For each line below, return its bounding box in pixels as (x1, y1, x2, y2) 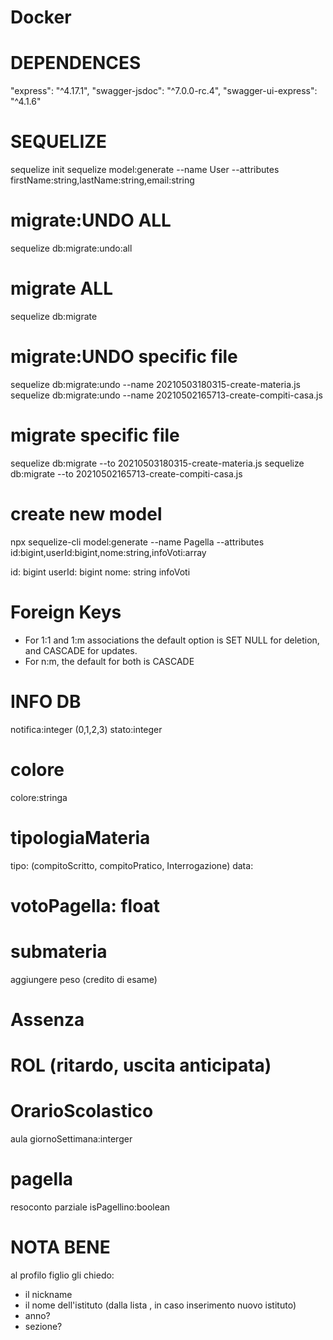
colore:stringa (10, 791, 68, 803)
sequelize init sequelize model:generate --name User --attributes (10, 164, 280, 176)
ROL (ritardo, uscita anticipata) (10, 1054, 272, 1076)
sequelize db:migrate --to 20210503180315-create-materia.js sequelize (10, 457, 305, 469)
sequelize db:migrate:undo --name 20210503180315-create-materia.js (10, 378, 301, 390)
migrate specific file (10, 424, 180, 447)
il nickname (24, 1288, 73, 1300)
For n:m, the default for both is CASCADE (24, 655, 195, 667)
